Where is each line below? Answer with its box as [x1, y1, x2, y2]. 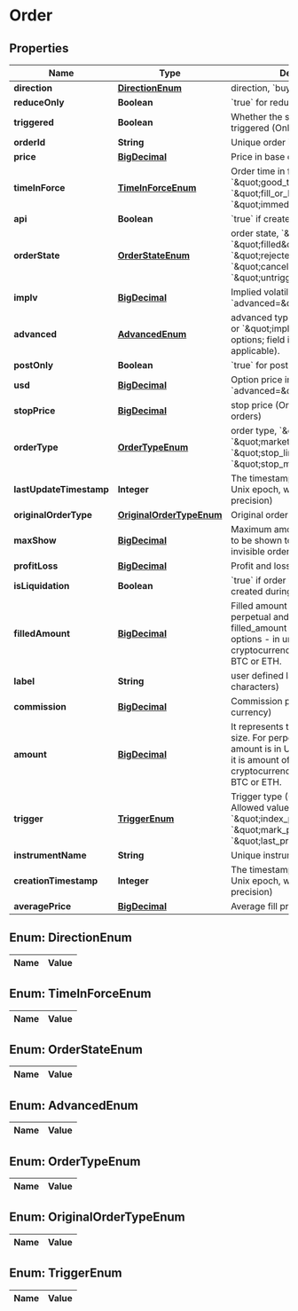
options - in [230, 633, 281, 645]
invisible [230, 546, 266, 557]
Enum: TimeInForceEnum [9, 986, 152, 1001]
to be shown [230, 534, 282, 546]
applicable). [230, 345, 280, 357]
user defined [230, 670, 284, 681]
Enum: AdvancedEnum [9, 1097, 139, 1113]
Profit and [230, 560, 272, 572]
